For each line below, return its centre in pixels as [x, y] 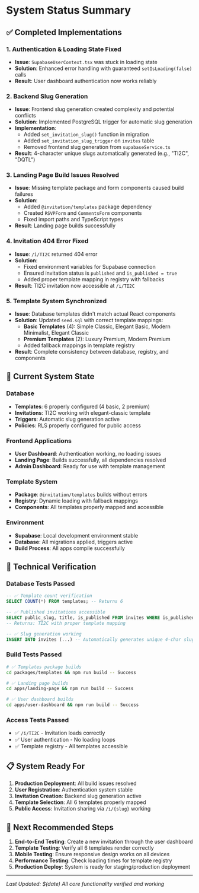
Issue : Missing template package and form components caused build [99, 188]
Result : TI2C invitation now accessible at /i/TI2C [75, 285]
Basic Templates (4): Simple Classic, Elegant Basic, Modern [97, 326]
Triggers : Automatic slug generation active [67, 419]
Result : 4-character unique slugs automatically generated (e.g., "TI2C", [102, 153]
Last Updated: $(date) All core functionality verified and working [85, 884]
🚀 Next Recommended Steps [60, 827]
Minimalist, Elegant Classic [56, 333]
